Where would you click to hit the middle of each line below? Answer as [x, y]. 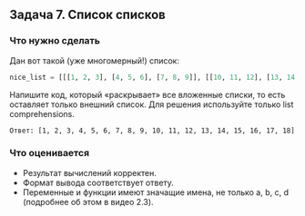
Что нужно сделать [55, 41]
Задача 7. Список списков [87, 15]
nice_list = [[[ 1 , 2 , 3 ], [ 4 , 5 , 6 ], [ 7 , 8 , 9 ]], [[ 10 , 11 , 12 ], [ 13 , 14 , [154, 77]
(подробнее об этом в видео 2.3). [88, 201]
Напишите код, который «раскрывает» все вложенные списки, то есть [147, 94]
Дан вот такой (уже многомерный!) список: [95, 60]
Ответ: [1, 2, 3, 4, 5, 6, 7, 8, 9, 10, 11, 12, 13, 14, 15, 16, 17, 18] [152, 131]
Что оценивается [49, 153]
